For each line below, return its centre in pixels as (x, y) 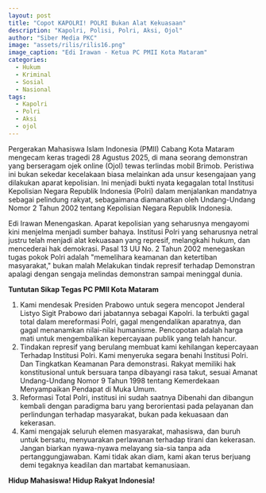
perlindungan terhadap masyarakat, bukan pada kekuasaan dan (124, 414)
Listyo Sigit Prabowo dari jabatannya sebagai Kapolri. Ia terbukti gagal (134, 313)
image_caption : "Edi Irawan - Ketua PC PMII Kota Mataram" (108, 52)
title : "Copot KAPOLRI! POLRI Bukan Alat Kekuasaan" (97, 23)
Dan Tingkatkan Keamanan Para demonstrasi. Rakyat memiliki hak (128, 364)
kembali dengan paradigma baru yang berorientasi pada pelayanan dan (137, 406)
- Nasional (33, 89)
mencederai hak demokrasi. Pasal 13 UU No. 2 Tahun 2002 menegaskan (127, 248)
